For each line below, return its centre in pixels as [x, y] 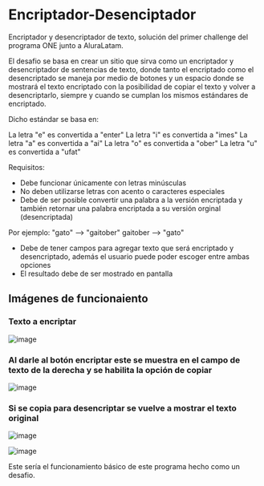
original [24, 418]
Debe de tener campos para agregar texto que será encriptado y [127, 248]
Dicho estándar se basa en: [53, 119]
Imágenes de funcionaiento [78, 299]
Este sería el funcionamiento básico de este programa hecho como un [124, 467]
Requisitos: [27, 167]
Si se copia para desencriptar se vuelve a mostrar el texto [122, 408]
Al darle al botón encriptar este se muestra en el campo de [124, 360]
